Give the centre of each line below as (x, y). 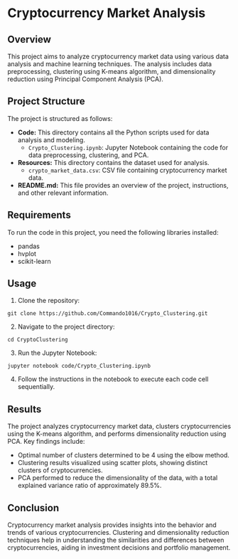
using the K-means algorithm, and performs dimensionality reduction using (117, 434)
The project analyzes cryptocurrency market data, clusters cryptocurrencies (119, 426)
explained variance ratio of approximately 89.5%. (90, 486)
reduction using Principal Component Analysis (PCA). (85, 79)
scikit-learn (34, 261)
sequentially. (36, 387)
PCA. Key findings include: (46, 442)
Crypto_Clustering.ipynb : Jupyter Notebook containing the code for (128, 147)
